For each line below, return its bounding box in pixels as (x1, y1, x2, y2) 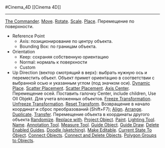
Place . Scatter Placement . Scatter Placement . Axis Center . (12, 86, 130, 91)
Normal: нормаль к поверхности (19, 59, 87, 65)
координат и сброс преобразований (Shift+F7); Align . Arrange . (12, 106, 143, 112)
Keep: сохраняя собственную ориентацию (19, 54, 109, 59)
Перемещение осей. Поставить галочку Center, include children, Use (12, 90, 156, 96)
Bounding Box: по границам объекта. (19, 44, 97, 49)
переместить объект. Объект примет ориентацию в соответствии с (12, 75, 155, 81)
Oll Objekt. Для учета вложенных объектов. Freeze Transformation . (12, 96, 152, 101)
